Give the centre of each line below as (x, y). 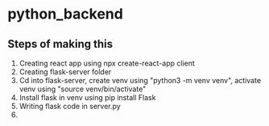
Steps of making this (60, 44)
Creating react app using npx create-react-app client (107, 63)
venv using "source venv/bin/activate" (83, 89)
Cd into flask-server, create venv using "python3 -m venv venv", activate (140, 80)
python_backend (66, 14)
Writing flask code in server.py (70, 106)
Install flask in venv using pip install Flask (87, 97)
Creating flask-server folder (65, 72)
